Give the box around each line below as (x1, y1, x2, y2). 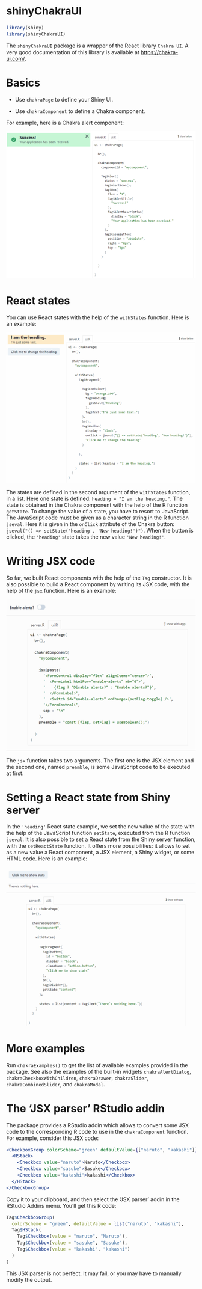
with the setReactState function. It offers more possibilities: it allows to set (6, 842, 191, 850)
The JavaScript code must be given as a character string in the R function (6, 514, 189, 521)
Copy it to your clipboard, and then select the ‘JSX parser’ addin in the (6, 1195, 180, 1203)
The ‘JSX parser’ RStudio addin (6, 1101, 165, 1115)
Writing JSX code (6, 554, 96, 568)
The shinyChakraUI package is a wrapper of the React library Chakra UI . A (6, 42, 189, 49)
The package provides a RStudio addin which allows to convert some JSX (6, 1121, 189, 1128)
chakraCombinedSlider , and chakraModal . (6, 1080, 105, 1088)
